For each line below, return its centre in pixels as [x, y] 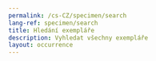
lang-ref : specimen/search [53, 23]
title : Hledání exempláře [51, 30]
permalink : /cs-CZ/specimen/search [68, 15]
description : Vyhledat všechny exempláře [78, 38]
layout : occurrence [41, 45]
